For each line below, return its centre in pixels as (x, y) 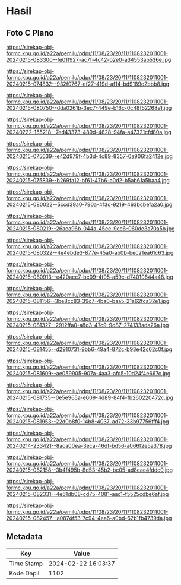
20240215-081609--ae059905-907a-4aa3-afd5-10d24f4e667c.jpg (88, 373)
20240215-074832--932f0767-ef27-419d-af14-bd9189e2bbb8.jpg (88, 84)
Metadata (24, 537)
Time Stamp (26, 564)
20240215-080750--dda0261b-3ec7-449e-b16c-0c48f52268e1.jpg (89, 108)
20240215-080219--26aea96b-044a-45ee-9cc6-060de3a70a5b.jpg (90, 229)
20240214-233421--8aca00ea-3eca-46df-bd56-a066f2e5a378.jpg (89, 446)
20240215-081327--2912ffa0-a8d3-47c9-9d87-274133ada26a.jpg (88, 325)
